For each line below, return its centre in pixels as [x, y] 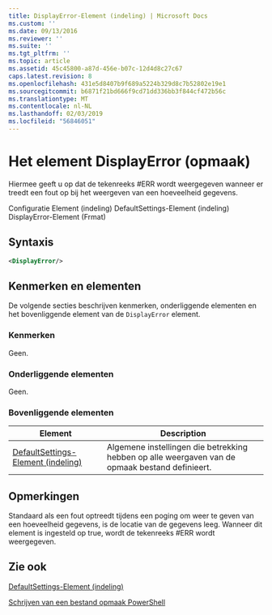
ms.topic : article [39, 62]
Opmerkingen [44, 496]
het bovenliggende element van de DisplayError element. [104, 314]
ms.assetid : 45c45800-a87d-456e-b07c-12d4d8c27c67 [96, 69]
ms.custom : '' [32, 23]
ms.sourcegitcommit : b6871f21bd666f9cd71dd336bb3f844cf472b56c [117, 91]
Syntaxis [31, 243]
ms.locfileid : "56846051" [52, 122]
